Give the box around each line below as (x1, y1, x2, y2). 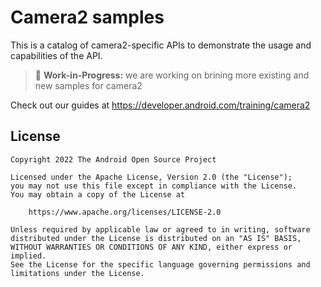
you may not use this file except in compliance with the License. (10, 181, 298, 191)
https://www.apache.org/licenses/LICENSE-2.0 (28, 207, 222, 217)
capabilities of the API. (10, 49, 103, 61)
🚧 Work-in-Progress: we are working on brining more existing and (34, 69, 310, 81)
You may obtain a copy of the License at (10, 189, 186, 200)
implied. (10, 251, 47, 261)
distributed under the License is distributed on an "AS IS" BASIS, (10, 233, 302, 243)
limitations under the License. (10, 268, 145, 278)
